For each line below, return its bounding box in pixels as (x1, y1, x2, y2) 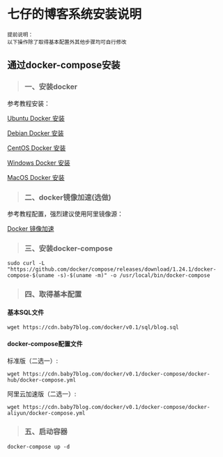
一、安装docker (24, 82, 78, 91)
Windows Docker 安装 (7, 158, 71, 167)
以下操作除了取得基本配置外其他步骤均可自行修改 (7, 38, 127, 45)
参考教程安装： (7, 99, 50, 107)
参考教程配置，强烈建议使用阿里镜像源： (7, 209, 123, 218)
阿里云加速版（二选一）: (7, 389, 77, 398)
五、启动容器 (24, 427, 68, 437)
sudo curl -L (7, 260, 45, 267)
